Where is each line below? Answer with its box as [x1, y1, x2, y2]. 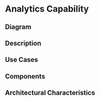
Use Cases [5, 56, 38, 64]
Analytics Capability [5, 3, 89, 15]
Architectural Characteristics [5, 89, 96, 97]
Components [5, 72, 45, 81]
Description [5, 39, 41, 47]
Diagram [5, 23, 32, 31]
